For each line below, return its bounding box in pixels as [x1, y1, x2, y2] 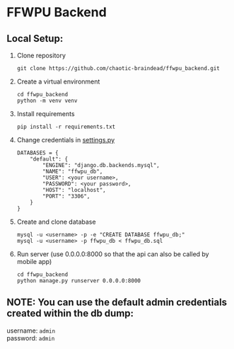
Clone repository [16, 51, 66, 59]
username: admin [6, 326, 56, 335]
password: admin [6, 333, 55, 342]
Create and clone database [16, 217, 96, 226]
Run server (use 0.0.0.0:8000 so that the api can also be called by [16, 250, 209, 258]
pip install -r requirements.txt [16, 123, 116, 130]
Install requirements [16, 110, 75, 118]
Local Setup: [6, 33, 64, 45]
